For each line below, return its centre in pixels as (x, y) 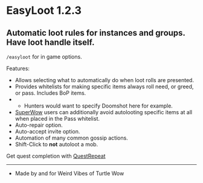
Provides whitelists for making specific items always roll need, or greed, (104, 86)
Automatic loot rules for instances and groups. (96, 33)
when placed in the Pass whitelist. (57, 119)
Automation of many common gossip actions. (71, 138)
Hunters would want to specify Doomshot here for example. (98, 106)
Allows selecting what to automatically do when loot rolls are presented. (105, 80)
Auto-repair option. (39, 125)
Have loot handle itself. (50, 42)
